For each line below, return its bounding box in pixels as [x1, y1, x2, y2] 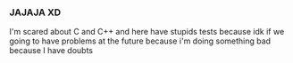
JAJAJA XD [9, 6, 62, 19]
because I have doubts [9, 45, 94, 56]
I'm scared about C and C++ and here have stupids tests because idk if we [9, 27, 285, 37]
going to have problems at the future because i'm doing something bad [9, 35, 271, 46]
